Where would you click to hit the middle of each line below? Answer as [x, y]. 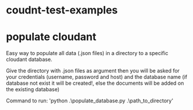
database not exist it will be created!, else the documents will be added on [95, 83]
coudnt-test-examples [62, 10]
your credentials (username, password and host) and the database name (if [97, 77]
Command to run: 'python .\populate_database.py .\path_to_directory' [90, 101]
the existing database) [33, 90]
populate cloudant [51, 37]
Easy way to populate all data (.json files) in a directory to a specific [87, 53]
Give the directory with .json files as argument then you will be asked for [93, 71]
